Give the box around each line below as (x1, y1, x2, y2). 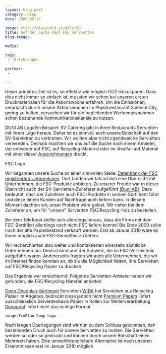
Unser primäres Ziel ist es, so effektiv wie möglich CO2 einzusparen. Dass (5, 89, 157, 95)
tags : (5, 53, 16, 58)
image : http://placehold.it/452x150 (5, 25, 81, 30)
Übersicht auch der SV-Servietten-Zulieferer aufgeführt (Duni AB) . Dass (5, 186, 152, 192)
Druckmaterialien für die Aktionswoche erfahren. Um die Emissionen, (5, 99, 146, 105)
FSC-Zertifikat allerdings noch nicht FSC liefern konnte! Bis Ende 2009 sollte (5, 222, 162, 228)
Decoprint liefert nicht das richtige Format (5, 304, 91, 310)
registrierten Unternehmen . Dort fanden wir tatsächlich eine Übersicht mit (5, 176, 156, 182)
